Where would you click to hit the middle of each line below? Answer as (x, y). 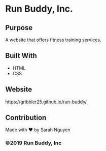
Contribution (26, 118)
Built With (21, 56)
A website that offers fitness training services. (53, 40)
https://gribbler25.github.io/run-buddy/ (46, 102)
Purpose (19, 28)
